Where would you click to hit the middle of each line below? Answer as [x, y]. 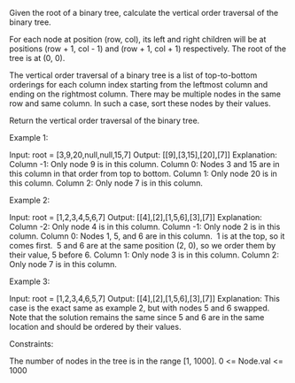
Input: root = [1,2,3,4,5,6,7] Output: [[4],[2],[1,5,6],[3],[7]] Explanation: [136, 217]
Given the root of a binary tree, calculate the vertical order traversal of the [144, 13]
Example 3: [30, 281]
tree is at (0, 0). [37, 58]
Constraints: [31, 344]
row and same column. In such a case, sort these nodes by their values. [140, 103]
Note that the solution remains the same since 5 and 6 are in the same [137, 317]
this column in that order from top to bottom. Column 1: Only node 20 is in [143, 173]
